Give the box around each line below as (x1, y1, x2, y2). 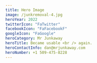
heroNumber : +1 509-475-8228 (5, 50, 67, 55)
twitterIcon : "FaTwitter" (5, 21, 60, 27)
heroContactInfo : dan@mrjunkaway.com (5, 45, 86, 50)
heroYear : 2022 (5, 17, 38, 22)
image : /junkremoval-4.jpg (5, 12, 63, 17)
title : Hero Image (5, 7, 44, 13)
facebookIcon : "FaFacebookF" (5, 26, 67, 31)
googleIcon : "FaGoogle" (5, 31, 56, 36)
